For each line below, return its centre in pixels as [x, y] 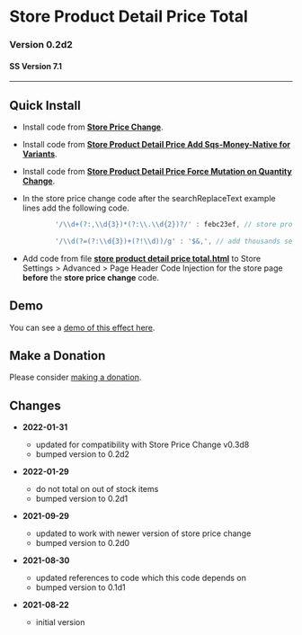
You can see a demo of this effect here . [82, 327]
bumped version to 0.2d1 [82, 499]
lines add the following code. [76, 208]
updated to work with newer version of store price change [143, 533]
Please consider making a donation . [75, 377]
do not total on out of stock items [97, 489]
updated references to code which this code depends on [141, 578]
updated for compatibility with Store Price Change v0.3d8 [142, 445]
